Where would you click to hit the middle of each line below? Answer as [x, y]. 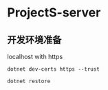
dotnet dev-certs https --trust [53, 69]
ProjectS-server [54, 13]
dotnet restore [29, 81]
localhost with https [35, 57]
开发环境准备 [34, 40]
